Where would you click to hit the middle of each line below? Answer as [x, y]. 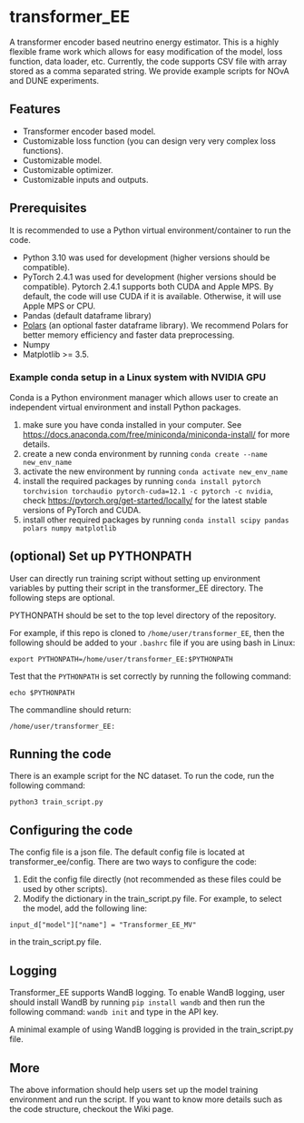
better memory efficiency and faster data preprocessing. [128, 335]
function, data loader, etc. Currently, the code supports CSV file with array [148, 61]
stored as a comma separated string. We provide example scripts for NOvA [149, 71]
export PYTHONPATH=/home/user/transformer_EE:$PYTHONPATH [121, 659]
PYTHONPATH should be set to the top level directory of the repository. [143, 615]
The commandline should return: [70, 709]
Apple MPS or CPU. [59, 306]
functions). [43, 150]
